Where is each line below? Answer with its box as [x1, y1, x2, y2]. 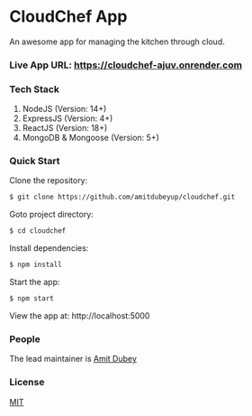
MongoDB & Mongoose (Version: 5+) [22, 133, 160, 143]
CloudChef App [9, 6, 128, 27]
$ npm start [9, 294, 54, 303]
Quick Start [9, 155, 60, 168]
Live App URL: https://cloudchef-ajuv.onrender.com [9, 59, 243, 71]
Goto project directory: [9, 209, 94, 220]
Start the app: [9, 277, 60, 288]
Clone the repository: [9, 175, 88, 186]
